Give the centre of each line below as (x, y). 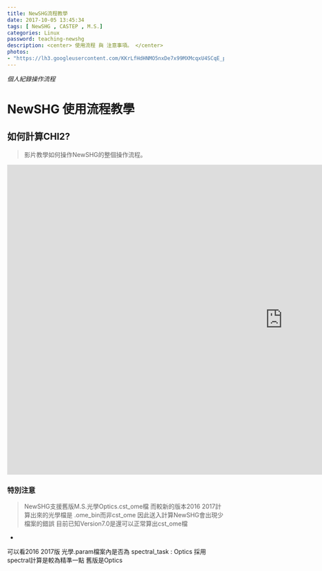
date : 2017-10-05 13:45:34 (46, 20)
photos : (18, 52)
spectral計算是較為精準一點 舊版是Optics (65, 560)
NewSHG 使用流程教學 (71, 109)
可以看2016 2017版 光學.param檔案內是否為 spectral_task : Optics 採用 (107, 552)
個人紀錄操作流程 (31, 79)
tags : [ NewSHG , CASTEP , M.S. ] (55, 26)
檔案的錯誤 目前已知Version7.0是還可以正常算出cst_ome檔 (106, 523)
